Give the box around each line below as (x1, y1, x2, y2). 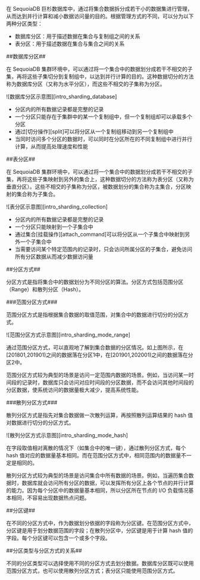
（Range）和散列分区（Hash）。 (6, 286, 85, 293)
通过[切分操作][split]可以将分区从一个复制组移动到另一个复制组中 (14, 128, 174, 135)
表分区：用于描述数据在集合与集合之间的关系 (14, 40, 125, 47)
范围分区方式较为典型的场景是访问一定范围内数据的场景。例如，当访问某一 (6, 372, 189, 378)
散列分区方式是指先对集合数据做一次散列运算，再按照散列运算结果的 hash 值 (6, 411, 193, 419)
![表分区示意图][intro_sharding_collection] (6, 203, 108, 210)
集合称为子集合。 (16, 191, 58, 198)
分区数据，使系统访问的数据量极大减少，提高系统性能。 (6, 386, 142, 393)
